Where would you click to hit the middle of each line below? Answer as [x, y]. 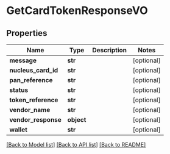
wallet [18, 130]
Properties [27, 33]
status [19, 90]
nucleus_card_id [34, 70]
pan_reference [31, 80]
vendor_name [30, 110]
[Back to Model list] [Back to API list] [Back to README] [76, 145]
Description [109, 50]
